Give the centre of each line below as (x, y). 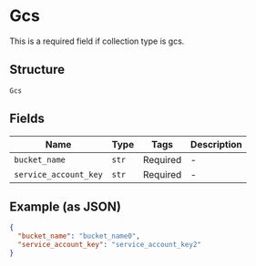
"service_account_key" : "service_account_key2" (110, 245)
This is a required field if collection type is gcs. (97, 41)
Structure (37, 70)
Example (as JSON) (65, 206)
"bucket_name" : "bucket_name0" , (79, 236)
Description (216, 144)
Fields (27, 119)
